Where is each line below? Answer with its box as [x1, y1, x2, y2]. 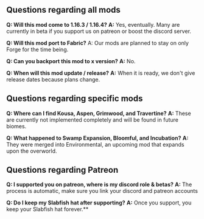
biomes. [6, 122, 27, 130]
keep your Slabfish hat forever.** [6, 206, 89, 213]
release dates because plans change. [6, 75, 100, 83]
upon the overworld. [6, 147, 57, 155]
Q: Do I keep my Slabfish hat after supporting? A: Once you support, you [6, 199, 192, 206]
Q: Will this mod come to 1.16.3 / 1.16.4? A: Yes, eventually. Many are [6, 21, 180, 28]
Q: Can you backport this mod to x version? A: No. [6, 57, 136, 64]
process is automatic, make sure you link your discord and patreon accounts [6, 187, 198, 195]
